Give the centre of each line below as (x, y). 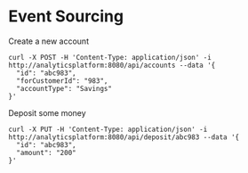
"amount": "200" (46, 152)
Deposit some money (47, 112)
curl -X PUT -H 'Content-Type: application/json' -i (108, 129)
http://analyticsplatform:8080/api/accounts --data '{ (112, 65)
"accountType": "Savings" (64, 88)
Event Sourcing (66, 16)
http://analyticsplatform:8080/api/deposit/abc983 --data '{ (124, 137)
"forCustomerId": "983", (62, 81)
